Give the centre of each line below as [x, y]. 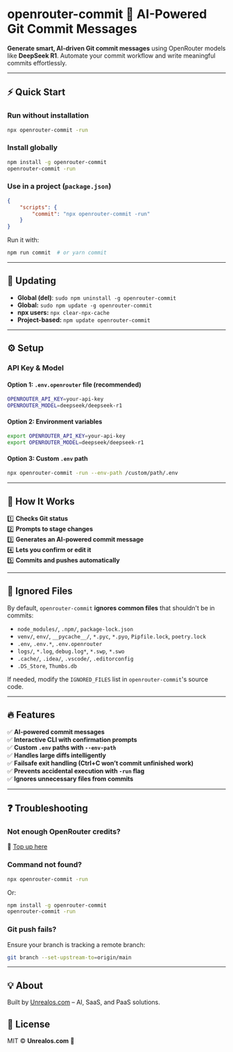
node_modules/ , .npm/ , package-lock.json [75, 629]
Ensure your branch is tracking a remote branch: [76, 944]
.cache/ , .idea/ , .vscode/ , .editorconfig [75, 658]
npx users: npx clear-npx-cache [63, 312]
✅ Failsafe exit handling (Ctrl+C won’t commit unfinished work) [101, 763]
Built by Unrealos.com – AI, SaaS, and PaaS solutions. [84, 1002]
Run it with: [23, 240]
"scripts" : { [38, 207]
